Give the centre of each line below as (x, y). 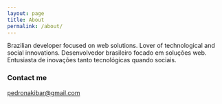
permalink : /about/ (35, 26)
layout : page (26, 13)
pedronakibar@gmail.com (44, 92)
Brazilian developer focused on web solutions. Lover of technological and (111, 46)
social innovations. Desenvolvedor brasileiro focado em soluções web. (107, 53)
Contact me (27, 78)
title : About (26, 20)
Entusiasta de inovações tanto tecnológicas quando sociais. (92, 60)
